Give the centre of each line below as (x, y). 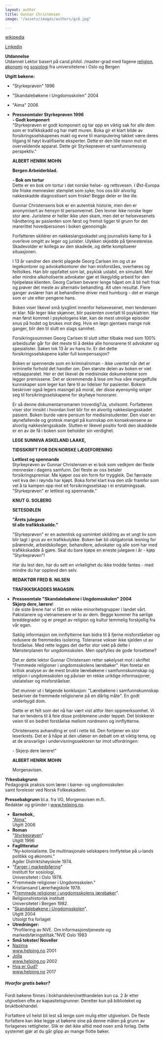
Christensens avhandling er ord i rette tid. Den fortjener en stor (76, 731)
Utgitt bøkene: (20, 77)
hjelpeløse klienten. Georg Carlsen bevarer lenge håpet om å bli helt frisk (86, 282)
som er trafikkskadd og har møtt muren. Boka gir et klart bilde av (78, 130)
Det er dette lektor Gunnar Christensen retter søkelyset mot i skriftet (81, 660)
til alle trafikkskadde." (35, 525)
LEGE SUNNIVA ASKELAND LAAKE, (49, 440)
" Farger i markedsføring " (37, 867)
